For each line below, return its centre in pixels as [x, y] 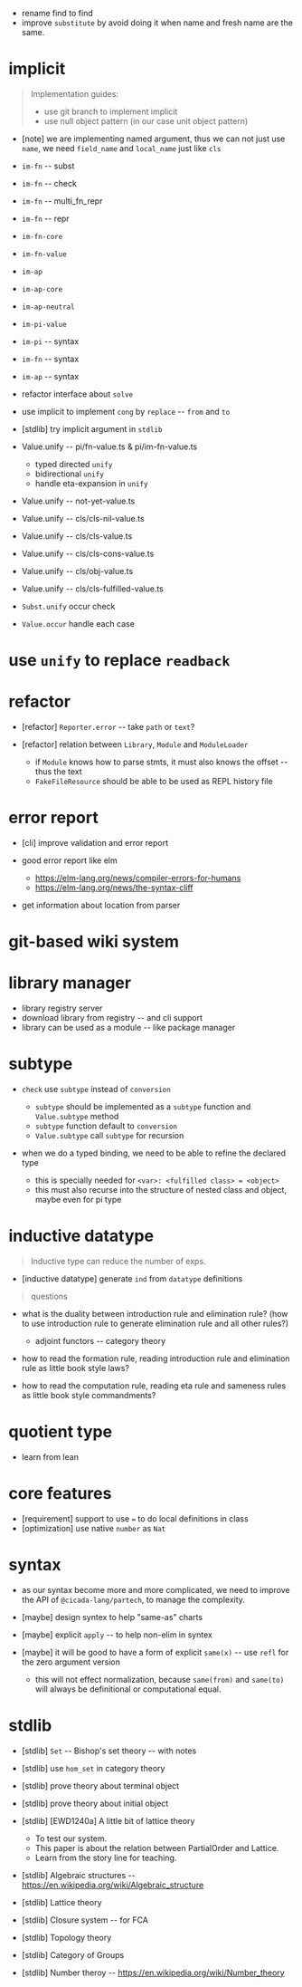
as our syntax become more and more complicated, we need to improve [156, 1589]
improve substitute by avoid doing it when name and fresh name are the [157, 23]
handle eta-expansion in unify [91, 483]
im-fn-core [42, 236]
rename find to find [57, 13]
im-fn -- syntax [50, 359]
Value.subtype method [77, 1117]
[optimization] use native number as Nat [94, 1528]
